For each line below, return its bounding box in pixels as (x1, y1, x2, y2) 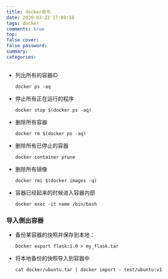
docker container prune (15, 154, 76, 160)
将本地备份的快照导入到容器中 (15, 254, 90, 261)
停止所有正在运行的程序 (15, 95, 74, 102)
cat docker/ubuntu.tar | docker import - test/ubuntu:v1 (15, 266, 163, 273)
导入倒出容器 (6, 216, 44, 224)
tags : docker (6, 20, 39, 26)
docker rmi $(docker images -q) (15, 177, 97, 184)
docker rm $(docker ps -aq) (15, 130, 86, 136)
